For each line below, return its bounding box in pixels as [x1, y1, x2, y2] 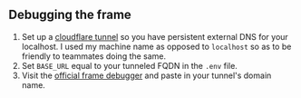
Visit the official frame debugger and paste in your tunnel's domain [21, 70, 272, 81]
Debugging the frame [8, 7, 132, 23]
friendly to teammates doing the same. [21, 50, 167, 62]
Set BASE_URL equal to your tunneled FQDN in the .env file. [21, 60, 238, 71]
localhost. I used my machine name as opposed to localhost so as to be [21, 41, 292, 52]
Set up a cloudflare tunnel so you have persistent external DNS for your [21, 31, 289, 42]
